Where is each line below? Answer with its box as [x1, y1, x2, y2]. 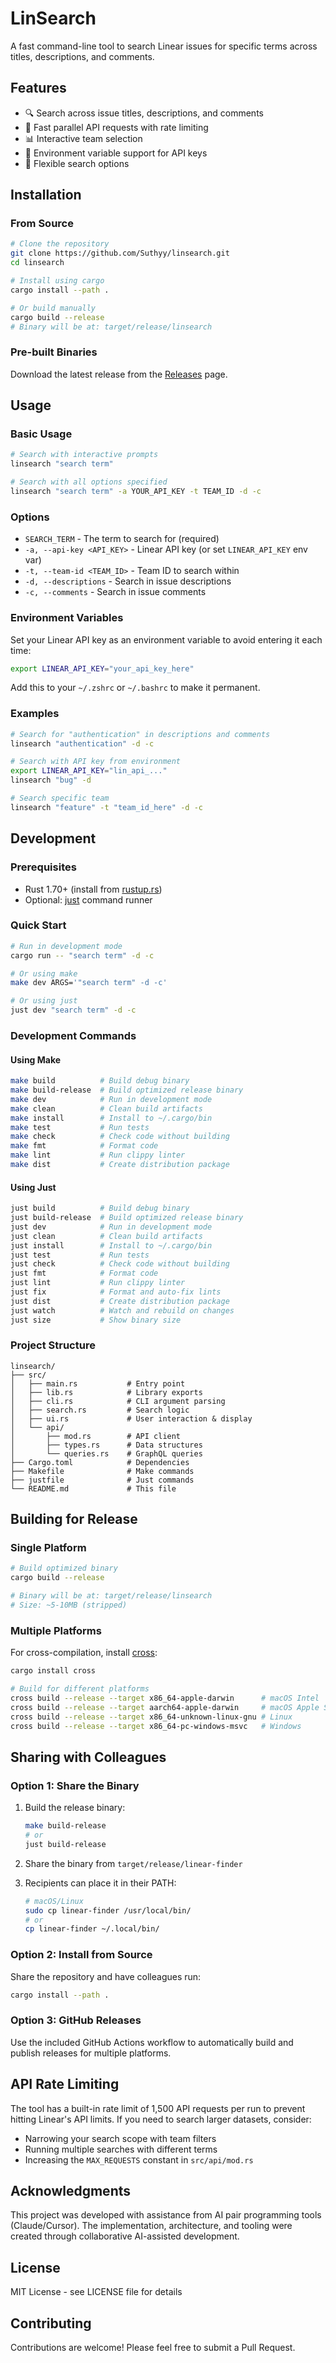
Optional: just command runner [24, 893, 153, 906]
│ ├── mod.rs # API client [10, 1431, 182, 1441]
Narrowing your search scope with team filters [24, 2132, 217, 2144]
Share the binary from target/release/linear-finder [24, 1857, 243, 1869]
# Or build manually [10, 303, 97, 313]
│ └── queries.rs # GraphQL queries [10, 1448, 203, 1459]
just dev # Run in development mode [10, 1222, 213, 1232]
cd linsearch [10, 258, 65, 268]
